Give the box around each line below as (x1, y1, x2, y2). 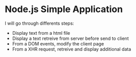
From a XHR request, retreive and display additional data (12, 46, 131, 52)
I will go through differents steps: (5, 20, 75, 26)
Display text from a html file (12, 30, 71, 36)
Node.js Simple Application (5, 4, 123, 15)
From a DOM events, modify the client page (12, 40, 104, 46)
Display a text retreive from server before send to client (12, 35, 129, 41)
